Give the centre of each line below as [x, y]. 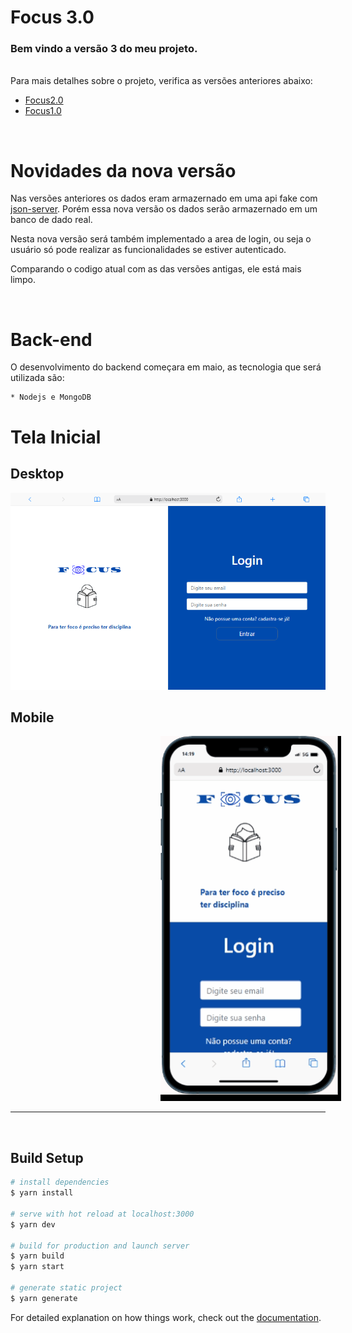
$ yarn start [37, 1267]
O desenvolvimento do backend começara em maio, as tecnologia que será [166, 367]
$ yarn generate [44, 1298]
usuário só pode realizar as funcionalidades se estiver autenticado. [148, 250]
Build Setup [47, 1157]
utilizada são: [37, 378]
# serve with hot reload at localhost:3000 [102, 1214]
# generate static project [66, 1288]
